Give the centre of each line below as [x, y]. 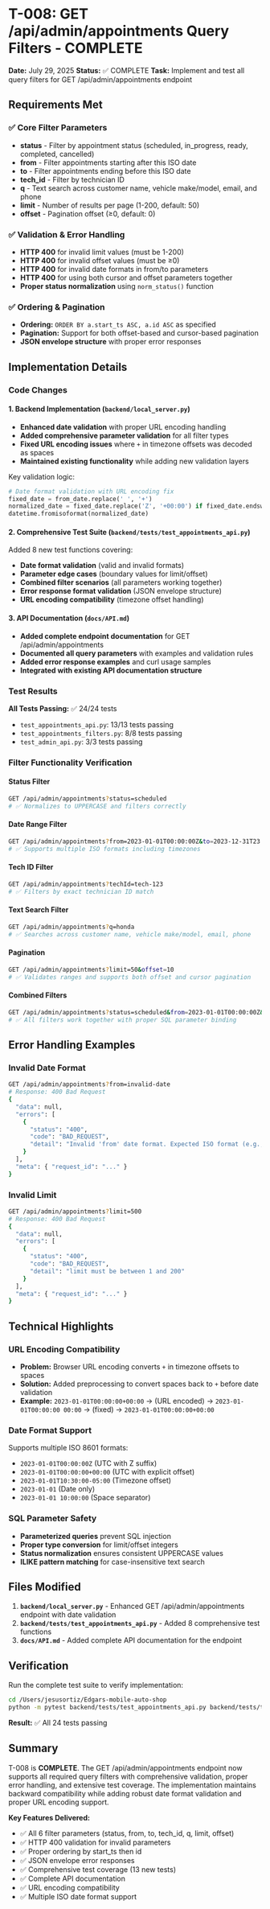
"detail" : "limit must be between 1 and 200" [107, 1271]
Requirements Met [55, 105]
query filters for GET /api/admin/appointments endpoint [100, 79]
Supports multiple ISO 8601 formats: [68, 1448]
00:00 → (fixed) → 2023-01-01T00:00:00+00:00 [139, 1409]
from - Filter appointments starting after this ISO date [108, 163]
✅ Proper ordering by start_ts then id [81, 1851]
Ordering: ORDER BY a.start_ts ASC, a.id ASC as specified [118, 325]
